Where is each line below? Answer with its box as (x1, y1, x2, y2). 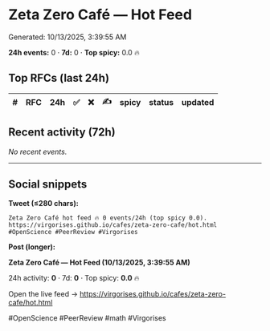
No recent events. (8, 147, 67, 156)
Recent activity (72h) (8, 126, 116, 139)
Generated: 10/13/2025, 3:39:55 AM (8, 32, 127, 42)
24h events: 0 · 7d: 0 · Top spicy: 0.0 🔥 (8, 47, 140, 57)
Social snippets (8, 177, 88, 191)
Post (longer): (8, 242, 56, 252)
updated (181, 97, 215, 108)
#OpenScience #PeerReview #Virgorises (8, 228, 138, 236)
